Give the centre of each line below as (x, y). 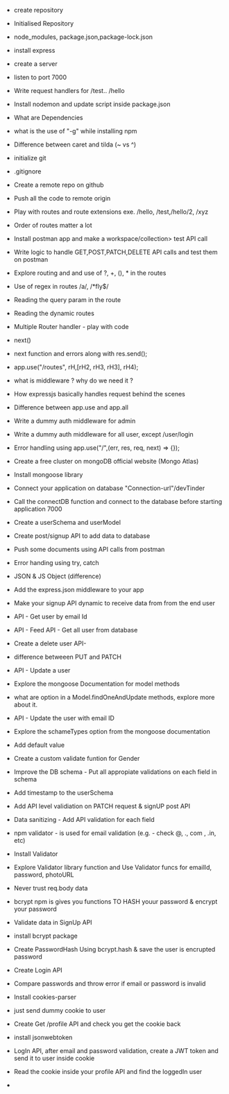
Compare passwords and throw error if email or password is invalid (110, 984)
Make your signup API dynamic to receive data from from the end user (114, 603)
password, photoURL (44, 875)
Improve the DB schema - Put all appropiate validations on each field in (115, 772)
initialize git (30, 158)
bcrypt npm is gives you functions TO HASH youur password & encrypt (116, 901)
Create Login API (38, 970)
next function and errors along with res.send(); (80, 354)
